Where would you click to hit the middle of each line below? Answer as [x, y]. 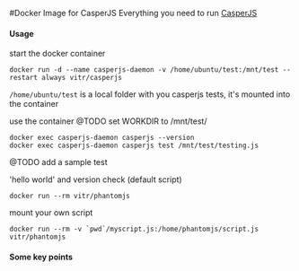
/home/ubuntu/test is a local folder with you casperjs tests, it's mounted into [150, 94]
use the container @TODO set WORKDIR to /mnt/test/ [108, 121]
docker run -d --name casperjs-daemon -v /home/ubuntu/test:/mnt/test [144, 70]
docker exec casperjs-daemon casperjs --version [102, 138]
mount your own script [51, 213]
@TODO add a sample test [58, 162]
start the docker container [57, 54]
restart [24, 78]
